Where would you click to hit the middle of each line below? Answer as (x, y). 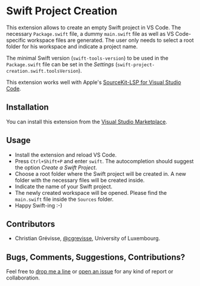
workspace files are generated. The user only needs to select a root (110, 40)
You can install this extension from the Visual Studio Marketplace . (87, 122)
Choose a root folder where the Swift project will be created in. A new (100, 173)
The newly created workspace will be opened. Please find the (91, 192)
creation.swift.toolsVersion (42, 71)
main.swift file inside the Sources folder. (64, 199)
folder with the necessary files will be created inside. (80, 180)
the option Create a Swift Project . (56, 167)
